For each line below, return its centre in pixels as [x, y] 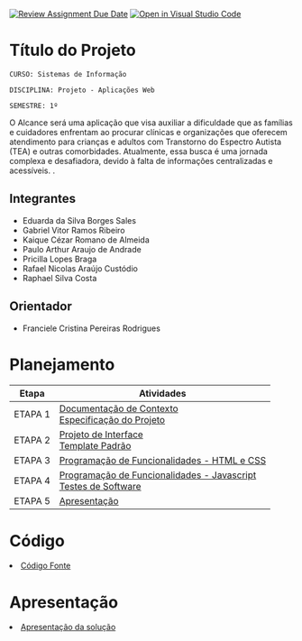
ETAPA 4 [32, 481]
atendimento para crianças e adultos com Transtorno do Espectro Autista [146, 142]
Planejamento [62, 364]
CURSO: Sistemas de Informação [68, 74]
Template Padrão [95, 445]
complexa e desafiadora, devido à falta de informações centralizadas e [141, 160]
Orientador [41, 307]
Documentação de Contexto [119, 408]
